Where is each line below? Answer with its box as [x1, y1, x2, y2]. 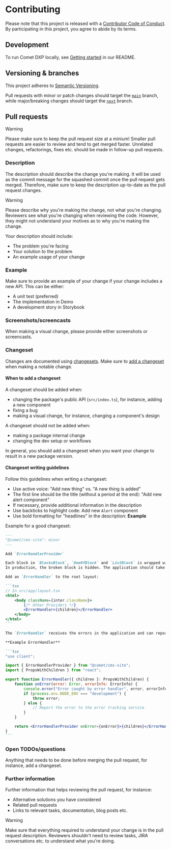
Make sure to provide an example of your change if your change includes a [5, 278, 163, 284]
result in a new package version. [5, 453, 74, 459]
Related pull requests [12, 802, 58, 808]
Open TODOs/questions [5, 745, 66, 752]
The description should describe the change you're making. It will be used [5, 171, 161, 177]
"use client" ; [5, 653, 36, 659]
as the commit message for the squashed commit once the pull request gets [5, 176, 165, 182]
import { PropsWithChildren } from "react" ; [5, 668, 101, 673]
